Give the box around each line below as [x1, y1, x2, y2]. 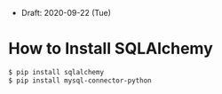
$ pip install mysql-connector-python [8, 75, 152, 85]
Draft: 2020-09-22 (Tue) [20, 8, 112, 18]
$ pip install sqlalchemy [8, 67, 104, 76]
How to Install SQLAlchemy [8, 39, 214, 59]
